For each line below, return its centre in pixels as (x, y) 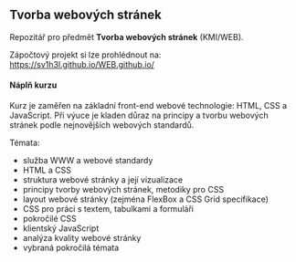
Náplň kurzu (33, 85)
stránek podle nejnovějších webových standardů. (102, 125)
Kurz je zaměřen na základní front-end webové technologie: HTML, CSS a (148, 106)
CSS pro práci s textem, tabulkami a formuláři (108, 209)
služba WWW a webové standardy (88, 161)
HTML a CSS (47, 170)
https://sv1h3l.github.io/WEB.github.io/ (82, 64)
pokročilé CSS (49, 219)
